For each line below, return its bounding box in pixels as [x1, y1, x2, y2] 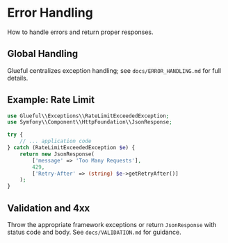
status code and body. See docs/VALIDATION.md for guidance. [7, 228, 182, 236]
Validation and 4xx [7, 202, 90, 214]
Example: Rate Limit [7, 94, 95, 106]
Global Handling [7, 48, 79, 60]
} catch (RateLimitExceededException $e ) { [7, 144, 136, 151]
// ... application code [19, 137, 92, 145]
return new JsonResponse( [19, 151, 95, 158]
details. [7, 74, 28, 82]
